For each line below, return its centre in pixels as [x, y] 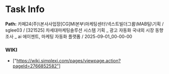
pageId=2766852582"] [36, 66]
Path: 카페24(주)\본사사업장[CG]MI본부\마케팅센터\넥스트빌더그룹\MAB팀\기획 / [84, 24]
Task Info [25, 9]
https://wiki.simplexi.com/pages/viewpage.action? [69, 61]
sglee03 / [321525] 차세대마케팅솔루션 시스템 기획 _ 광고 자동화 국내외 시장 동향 [84, 30]
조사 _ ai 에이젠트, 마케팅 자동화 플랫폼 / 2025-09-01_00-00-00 [69, 36]
